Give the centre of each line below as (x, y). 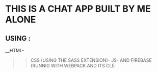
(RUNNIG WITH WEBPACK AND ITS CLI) (73, 66)
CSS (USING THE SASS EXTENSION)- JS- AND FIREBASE (91, 60)
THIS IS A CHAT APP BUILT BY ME (78, 9)
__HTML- (15, 50)
